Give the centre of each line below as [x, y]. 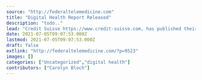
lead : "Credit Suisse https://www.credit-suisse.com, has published [94, 29]
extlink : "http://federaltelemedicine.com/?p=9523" [72, 51]
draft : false [23, 46]
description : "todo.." [35, 23]
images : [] [20, 57]
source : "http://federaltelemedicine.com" [60, 12]
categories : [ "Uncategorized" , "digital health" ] [68, 62]
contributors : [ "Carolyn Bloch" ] [48, 68]
